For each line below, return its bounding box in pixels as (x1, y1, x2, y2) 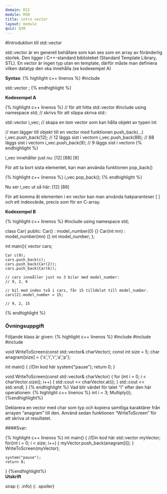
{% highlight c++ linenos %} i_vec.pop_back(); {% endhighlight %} (5, 174, 142, 181)
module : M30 (5, 12, 30, 17)
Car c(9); (5, 253, 26, 258)
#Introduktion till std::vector (5, 40, 62, 46)
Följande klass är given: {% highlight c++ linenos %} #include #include (5, 334, 151, 340)
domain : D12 (5, 7, 30, 13)
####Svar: (5, 425, 27, 431)
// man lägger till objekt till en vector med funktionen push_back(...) (5, 129, 143, 135)
